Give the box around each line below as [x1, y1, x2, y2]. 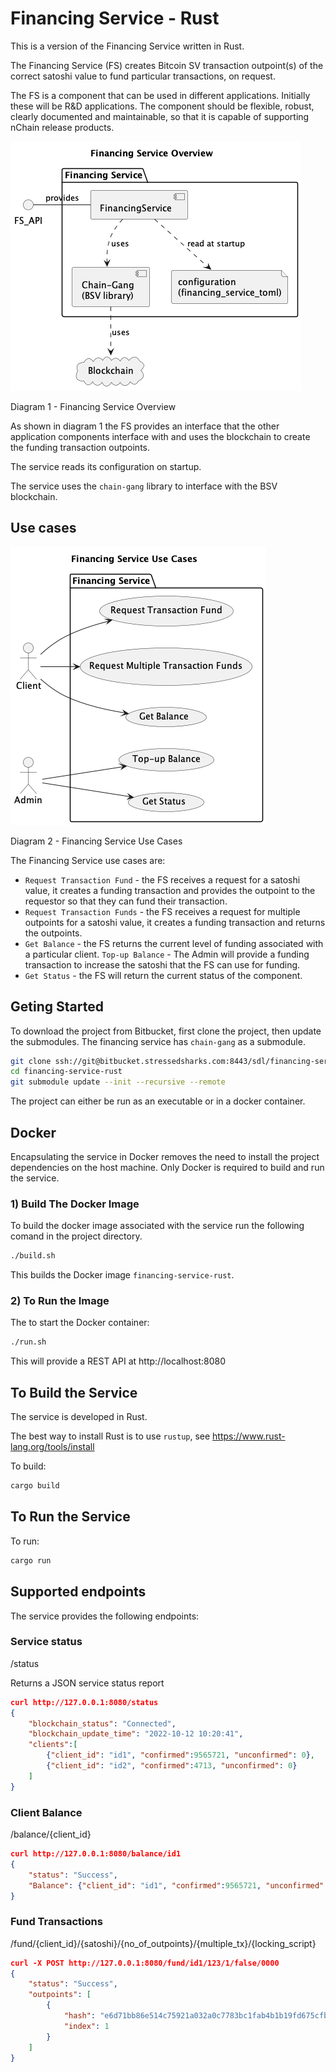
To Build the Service [10, 1384, 138, 1401]
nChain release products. [10, 121, 115, 133]
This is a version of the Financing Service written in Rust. [10, 40, 245, 52]
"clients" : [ [28, 1740, 78, 1750]
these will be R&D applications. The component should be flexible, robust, [10, 100, 315, 112]
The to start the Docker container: [10, 1317, 150, 1329]
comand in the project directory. [10, 1230, 143, 1242]
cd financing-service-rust [10, 1067, 123, 1077]
